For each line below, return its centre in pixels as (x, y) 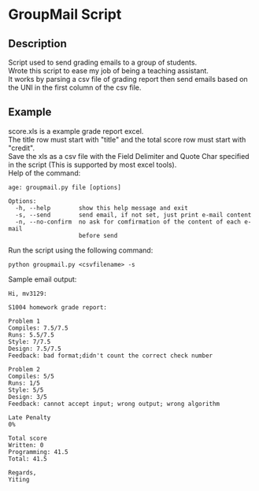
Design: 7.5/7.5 (35, 349)
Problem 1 (24, 321)
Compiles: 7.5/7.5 (38, 328)
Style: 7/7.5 (30, 341)
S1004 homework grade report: (58, 307)
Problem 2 (24, 369)
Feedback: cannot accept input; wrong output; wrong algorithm (114, 404)
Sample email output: (43, 279)
